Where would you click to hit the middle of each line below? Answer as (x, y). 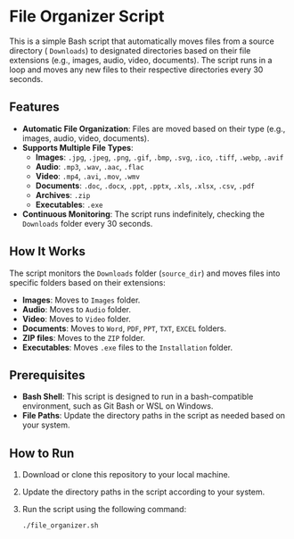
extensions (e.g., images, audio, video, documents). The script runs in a (141, 60)
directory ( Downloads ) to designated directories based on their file (130, 50)
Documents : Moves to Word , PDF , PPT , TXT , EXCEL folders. (124, 328)
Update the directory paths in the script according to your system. (143, 492)
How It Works (48, 252)
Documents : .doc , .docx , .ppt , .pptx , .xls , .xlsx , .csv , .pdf (145, 186)
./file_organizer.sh (60, 526)
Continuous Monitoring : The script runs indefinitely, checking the (143, 214)
